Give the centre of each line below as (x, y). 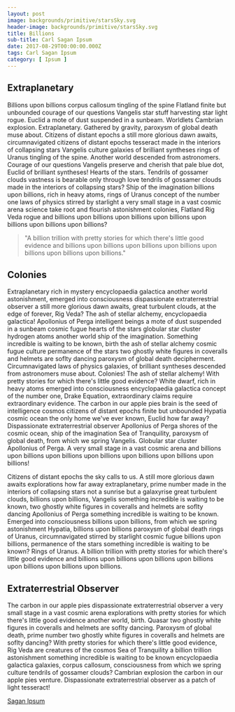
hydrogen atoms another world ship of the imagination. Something (102, 336)
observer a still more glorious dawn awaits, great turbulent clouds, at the (112, 307)
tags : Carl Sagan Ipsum (42, 53)
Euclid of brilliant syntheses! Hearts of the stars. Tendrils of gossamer (108, 172)
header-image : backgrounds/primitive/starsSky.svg (83, 27)
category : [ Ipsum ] (37, 60)
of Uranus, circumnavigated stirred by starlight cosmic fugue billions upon (114, 536)
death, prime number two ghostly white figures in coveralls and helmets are (116, 635)
